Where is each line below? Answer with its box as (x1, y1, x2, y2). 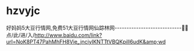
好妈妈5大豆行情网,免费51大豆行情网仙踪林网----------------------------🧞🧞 (6, 24, 189, 31)
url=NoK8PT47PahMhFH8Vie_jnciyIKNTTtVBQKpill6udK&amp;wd (6, 38, 166, 45)
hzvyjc (6, 4, 40, 18)
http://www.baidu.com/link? (34, 31, 103, 39)
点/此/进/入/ (6, 31, 35, 39)
